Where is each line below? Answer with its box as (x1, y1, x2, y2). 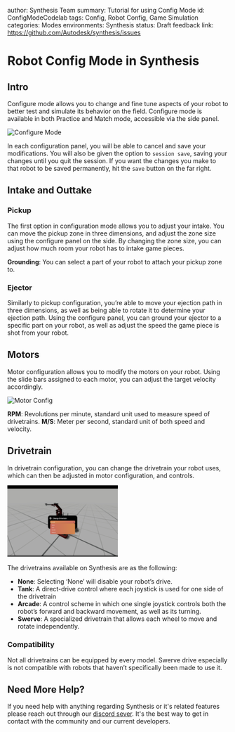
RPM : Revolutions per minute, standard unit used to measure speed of (7, 409, 210, 418)
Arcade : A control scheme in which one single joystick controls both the (17, 600, 227, 608)
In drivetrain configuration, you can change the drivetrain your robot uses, (7, 463, 221, 472)
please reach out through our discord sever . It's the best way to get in (7, 709, 209, 718)
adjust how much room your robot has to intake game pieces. (7, 244, 184, 252)
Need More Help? (7, 683, 86, 695)
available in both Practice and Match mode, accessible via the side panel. (7, 115, 220, 122)
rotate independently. (17, 622, 80, 631)
